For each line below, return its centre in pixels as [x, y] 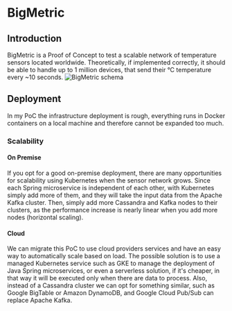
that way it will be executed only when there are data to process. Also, [107, 278]
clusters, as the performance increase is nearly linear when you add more [113, 210]
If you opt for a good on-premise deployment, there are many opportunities [115, 173]
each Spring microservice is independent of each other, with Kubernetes [111, 187]
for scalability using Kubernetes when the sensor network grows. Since [109, 180]
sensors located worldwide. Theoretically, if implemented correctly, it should [116, 62]
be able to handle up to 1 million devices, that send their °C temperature [109, 70]
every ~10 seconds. [35, 77]
